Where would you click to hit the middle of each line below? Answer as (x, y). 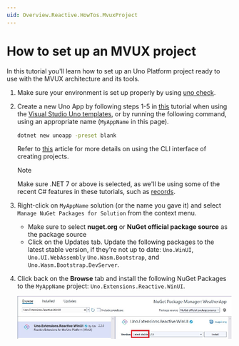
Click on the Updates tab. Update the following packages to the (121, 242)
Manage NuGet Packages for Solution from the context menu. (107, 213)
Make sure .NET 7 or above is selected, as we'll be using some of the (118, 184)
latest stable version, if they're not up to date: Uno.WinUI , (111, 250)
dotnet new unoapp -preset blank (67, 136)
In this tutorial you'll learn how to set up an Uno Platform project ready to (113, 71)
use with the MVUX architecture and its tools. (73, 78)
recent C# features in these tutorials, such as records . (96, 192)
